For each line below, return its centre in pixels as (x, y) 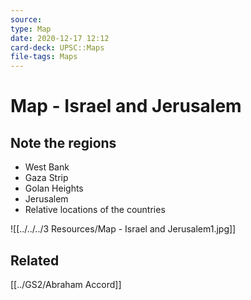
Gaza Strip (46, 178)
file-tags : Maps (44, 57)
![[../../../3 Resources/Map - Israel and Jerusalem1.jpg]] (123, 229)
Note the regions (63, 142)
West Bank (47, 167)
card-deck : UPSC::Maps (57, 47)
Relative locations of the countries (95, 210)
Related (35, 260)
